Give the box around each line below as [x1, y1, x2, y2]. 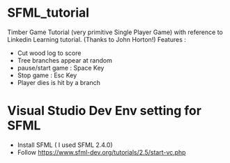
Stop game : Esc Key [17, 71, 77, 79]
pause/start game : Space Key [17, 63, 105, 72]
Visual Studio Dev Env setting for [7, 103, 202, 119]
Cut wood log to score [17, 49, 82, 57]
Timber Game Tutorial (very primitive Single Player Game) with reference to [7, 28, 223, 36]
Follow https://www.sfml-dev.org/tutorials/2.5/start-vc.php [17, 148, 186, 156]
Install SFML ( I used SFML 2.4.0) [17, 141, 113, 149]
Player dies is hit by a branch [17, 78, 101, 86]
